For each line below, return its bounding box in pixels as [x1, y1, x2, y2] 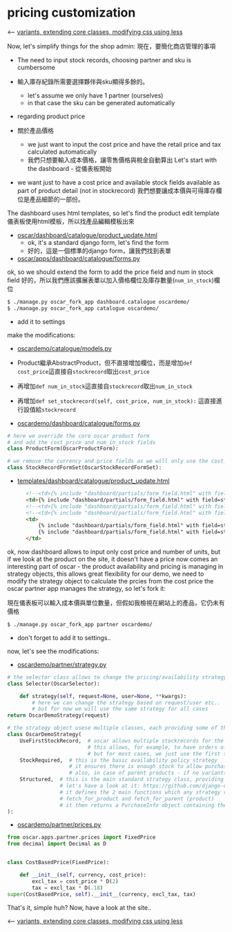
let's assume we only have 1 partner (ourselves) [27, 91, 164, 100]
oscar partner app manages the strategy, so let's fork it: [7, 585, 166, 593]
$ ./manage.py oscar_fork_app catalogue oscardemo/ [7, 304, 159, 312]
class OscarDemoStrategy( [7, 731, 81, 738]
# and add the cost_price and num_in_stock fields [7, 439, 156, 446]
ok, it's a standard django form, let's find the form [27, 238, 169, 246]
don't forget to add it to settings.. [17, 633, 112, 641]
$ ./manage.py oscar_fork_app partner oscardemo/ [7, 621, 153, 628]
